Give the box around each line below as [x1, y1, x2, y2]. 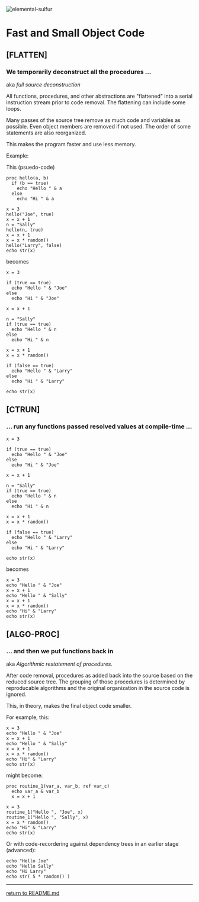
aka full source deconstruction [6, 81, 81, 88]
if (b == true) [11, 180, 49, 186]
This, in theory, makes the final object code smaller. [6, 702, 132, 710]
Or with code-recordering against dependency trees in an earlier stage [6, 840, 179, 848]
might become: [6, 772, 43, 779]
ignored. [6, 691, 27, 698]
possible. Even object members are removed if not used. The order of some [6, 123, 191, 130]
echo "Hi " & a [17, 195, 54, 201]
